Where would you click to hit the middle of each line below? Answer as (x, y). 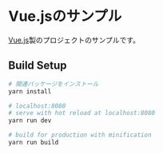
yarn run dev (30, 120)
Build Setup (38, 66)
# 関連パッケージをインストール (54, 84)
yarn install (30, 91)
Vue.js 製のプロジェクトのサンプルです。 (74, 40)
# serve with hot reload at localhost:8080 (82, 113)
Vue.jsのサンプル (65, 16)
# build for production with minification (80, 135)
